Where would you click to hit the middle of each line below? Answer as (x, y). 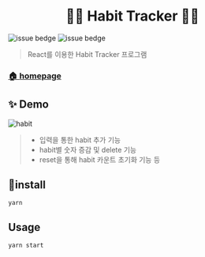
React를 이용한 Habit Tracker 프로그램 (87, 54)
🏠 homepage (35, 76)
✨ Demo (28, 105)
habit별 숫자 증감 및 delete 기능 (88, 149)
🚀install (27, 185)
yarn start (26, 246)
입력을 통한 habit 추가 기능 (80, 140)
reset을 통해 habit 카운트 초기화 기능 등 (99, 159)
